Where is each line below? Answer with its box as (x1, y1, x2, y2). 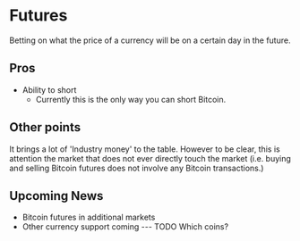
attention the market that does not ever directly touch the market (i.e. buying (9, 153, 291, 163)
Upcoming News (9, 188, 104, 204)
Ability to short (21, 84, 77, 95)
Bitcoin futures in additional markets (21, 212, 156, 223)
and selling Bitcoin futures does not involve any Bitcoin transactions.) (9, 162, 264, 173)
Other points (9, 120, 81, 135)
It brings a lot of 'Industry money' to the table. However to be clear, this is (9, 144, 280, 154)
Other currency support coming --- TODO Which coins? (21, 221, 229, 232)
